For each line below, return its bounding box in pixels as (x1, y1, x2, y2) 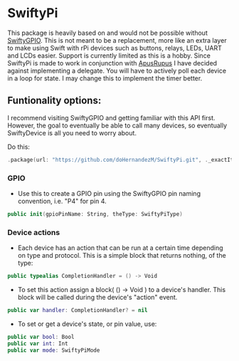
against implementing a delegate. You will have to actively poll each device (7, 66, 227, 75)
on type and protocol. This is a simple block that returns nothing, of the (17, 251, 226, 260)
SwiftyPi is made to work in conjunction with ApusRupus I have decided (7, 58, 218, 67)
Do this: (7, 142, 31, 151)
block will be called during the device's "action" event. (17, 293, 178, 301)
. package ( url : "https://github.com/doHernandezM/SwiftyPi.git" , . (7, 156, 208, 163)
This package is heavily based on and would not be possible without (7, 28, 208, 37)
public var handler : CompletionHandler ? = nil (7, 306, 148, 314)
